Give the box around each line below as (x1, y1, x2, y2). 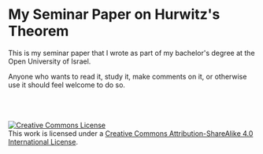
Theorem (8, 22, 69, 40)
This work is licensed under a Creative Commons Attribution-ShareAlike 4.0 (8, 128, 254, 138)
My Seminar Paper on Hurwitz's (8, 5, 220, 24)
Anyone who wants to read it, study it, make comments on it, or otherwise (8, 71, 247, 81)
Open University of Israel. (8, 57, 91, 66)
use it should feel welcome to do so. (8, 80, 126, 90)
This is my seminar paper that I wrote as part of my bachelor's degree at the (8, 48, 255, 57)
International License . (8, 137, 79, 146)
